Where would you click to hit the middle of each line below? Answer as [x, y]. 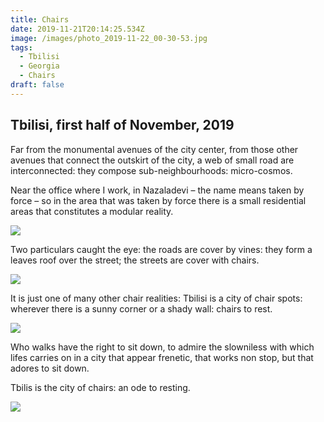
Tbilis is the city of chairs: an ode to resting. [100, 387]
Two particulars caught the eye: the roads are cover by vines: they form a [161, 249]
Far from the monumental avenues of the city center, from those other [154, 149]
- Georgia [39, 66]
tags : [21, 47]
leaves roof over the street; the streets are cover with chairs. [135, 260]
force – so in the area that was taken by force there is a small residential [158, 200]
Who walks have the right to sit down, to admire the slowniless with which [162, 347]
